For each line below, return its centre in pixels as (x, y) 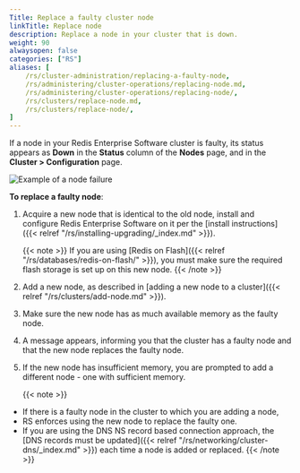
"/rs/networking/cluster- (223, 441)
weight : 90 (30, 43)
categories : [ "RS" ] (46, 59)
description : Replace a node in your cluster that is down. (124, 34)
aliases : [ (30, 68)
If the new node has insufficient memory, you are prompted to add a (148, 367)
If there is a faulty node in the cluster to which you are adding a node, (150, 412)
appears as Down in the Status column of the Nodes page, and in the (138, 152)
